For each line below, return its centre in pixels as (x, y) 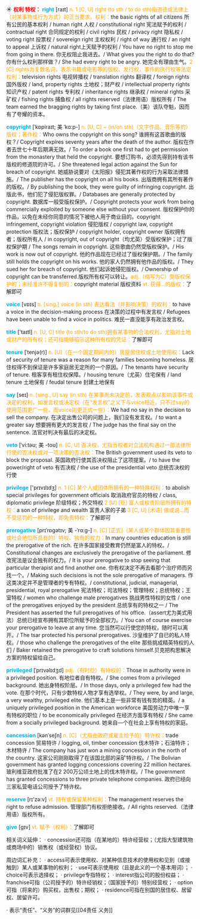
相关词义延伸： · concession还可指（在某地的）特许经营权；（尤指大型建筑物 (100, 840)
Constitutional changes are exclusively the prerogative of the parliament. (96, 553)
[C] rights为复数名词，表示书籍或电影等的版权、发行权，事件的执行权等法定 (99, 69)
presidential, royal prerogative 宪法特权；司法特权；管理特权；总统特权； (96, 590)
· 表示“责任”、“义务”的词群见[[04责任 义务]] (59, 910)
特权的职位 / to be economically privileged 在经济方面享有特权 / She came (102, 715)
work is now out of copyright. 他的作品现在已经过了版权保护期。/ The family (99, 254)
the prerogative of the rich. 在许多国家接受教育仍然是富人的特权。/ (88, 545)
